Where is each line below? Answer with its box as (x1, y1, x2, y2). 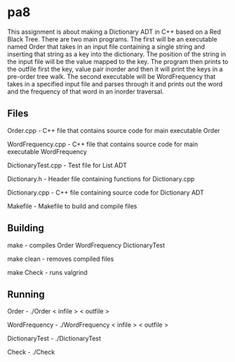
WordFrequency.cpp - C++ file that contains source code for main (7, 140, 199, 148)
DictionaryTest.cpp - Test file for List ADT (7, 161, 128, 169)
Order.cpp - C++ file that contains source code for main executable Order (7, 126, 220, 134)
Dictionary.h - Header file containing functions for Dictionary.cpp (7, 174, 195, 183)
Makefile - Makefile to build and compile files (7, 202, 137, 210)
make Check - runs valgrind (7, 268, 88, 276)
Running (7, 288, 46, 300)
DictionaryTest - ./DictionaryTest (7, 335, 102, 343)
